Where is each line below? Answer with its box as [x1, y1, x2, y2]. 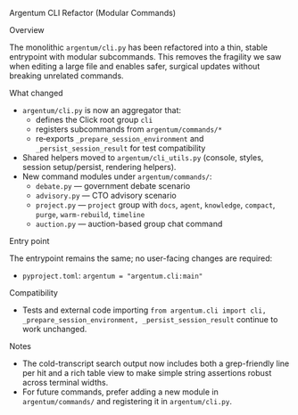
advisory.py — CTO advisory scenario [35, 191, 177, 200]
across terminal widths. [21, 378, 109, 387]
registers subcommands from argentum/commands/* [35, 124, 223, 134]
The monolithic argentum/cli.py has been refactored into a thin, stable [9, 42, 268, 53]
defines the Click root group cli [35, 115, 153, 125]
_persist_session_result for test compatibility [35, 142, 206, 153]
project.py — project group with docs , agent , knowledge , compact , [35, 199, 276, 210]
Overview [9, 25, 45, 35]
